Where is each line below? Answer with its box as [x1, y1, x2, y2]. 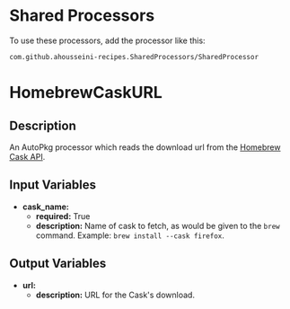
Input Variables [9, 177, 97, 193]
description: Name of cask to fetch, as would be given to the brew [35, 220, 280, 231]
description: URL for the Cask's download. [35, 289, 196, 300]
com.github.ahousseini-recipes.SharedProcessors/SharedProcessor [9, 52, 259, 61]
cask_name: [22, 201, 70, 212]
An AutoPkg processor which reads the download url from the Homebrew [9, 141, 281, 153]
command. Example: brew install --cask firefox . [35, 230, 224, 241]
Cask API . [9, 151, 46, 162]
